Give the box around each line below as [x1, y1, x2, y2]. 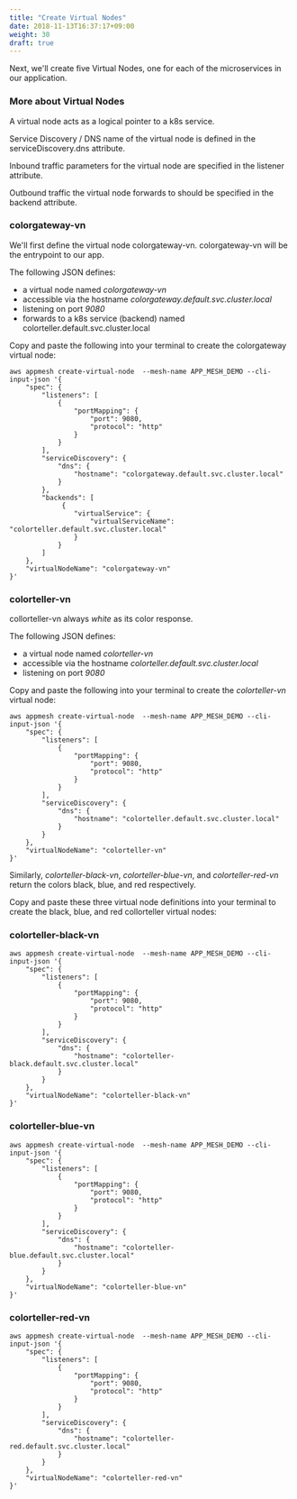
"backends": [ [41, 493, 94, 502]
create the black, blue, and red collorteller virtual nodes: [9, 907, 218, 918]
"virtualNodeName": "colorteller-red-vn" [25, 1474, 183, 1483]
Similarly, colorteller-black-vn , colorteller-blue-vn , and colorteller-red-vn [9, 870, 279, 881]
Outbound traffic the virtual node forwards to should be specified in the [9, 187, 274, 198]
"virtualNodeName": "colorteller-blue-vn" [25, 1282, 187, 1292]
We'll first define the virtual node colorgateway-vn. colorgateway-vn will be [9, 240, 288, 251]
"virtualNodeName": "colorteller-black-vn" [25, 1092, 192, 1101]
